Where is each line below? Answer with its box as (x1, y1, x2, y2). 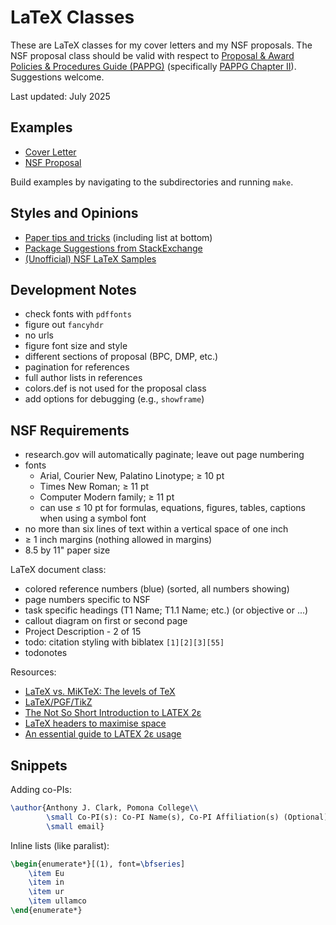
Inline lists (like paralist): (10, 839, 110, 851)
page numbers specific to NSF (24, 594, 151, 606)
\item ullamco (28, 896, 87, 906)
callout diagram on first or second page (24, 615, 188, 627)
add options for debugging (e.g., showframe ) (24, 393, 205, 405)
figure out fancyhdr (24, 319, 104, 331)
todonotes (24, 647, 68, 659)
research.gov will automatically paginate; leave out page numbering (24, 449, 305, 461)
